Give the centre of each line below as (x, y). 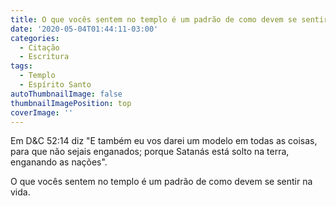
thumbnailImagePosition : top (71, 103)
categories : (35, 38)
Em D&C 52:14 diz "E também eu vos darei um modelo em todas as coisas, (164, 141)
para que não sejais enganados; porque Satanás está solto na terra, (150, 152)
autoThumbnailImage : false (66, 94)
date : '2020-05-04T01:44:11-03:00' (84, 29)
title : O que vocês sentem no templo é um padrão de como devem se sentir (169, 19)
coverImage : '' (42, 112)
